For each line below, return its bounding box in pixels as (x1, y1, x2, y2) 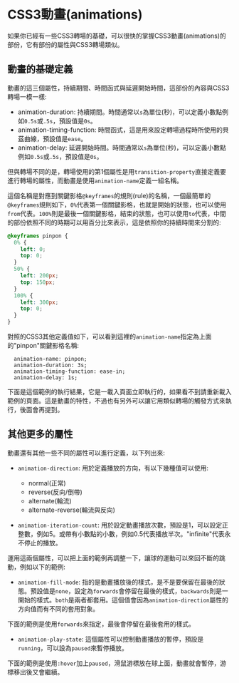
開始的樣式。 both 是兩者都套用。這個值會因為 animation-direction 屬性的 (17, 595, 229, 604)
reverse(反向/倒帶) (28, 488, 83, 496)
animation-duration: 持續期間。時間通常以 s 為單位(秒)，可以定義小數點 (17, 108, 223, 116)
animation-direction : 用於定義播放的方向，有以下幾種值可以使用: (17, 463, 208, 472)
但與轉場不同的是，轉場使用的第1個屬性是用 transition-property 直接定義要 (7, 167, 226, 175)
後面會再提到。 (19, 406, 64, 414)
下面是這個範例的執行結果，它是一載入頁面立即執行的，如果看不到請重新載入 (7, 388, 232, 396)
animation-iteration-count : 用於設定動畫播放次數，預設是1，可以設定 (17, 520, 223, 529)
